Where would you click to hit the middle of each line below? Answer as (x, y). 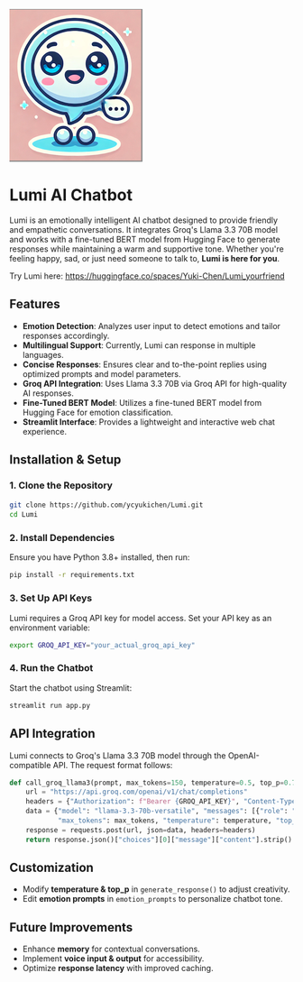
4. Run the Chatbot (51, 668)
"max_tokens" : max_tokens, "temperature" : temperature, (165, 821)
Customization (52, 868)
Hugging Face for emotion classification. (98, 412)
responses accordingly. (66, 335)
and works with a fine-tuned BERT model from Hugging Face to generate (145, 239)
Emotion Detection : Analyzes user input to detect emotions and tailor (151, 326)
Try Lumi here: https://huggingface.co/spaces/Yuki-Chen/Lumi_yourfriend (147, 276)
